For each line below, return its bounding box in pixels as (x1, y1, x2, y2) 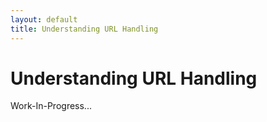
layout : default (10, 14, 78, 25)
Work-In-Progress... (10, 100, 92, 112)
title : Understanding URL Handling (10, 24, 159, 34)
